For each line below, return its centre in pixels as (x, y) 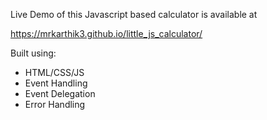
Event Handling (56, 83)
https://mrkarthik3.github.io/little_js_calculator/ (106, 33)
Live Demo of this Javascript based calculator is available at (134, 14)
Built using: (33, 53)
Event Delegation (60, 93)
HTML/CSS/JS (54, 72)
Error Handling (55, 104)
